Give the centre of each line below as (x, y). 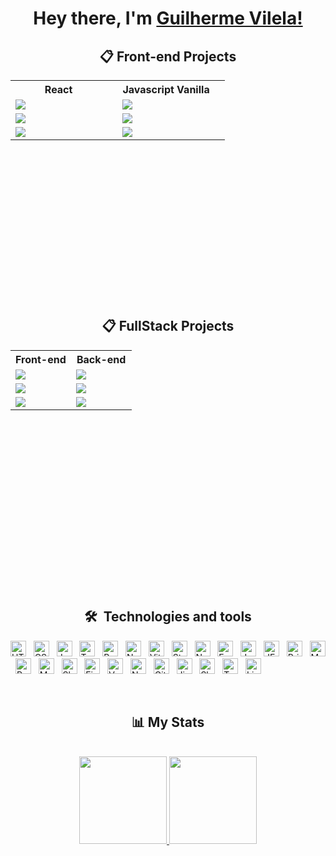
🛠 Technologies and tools (168, 617)
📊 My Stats (168, 722)
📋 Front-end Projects (168, 56)
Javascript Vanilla (166, 89)
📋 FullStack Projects (168, 326)
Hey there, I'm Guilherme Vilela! (168, 18)
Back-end (101, 359)
